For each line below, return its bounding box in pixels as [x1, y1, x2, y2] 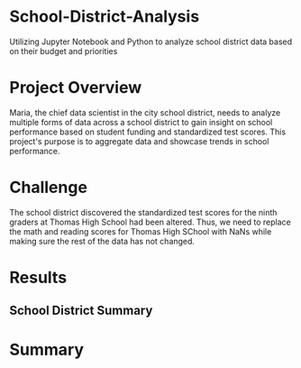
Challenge [9, 178, 88, 198]
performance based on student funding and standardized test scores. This [9, 126, 287, 137]
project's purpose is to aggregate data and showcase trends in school [9, 135, 269, 146]
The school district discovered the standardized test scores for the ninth [9, 207, 278, 217]
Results [9, 268, 68, 288]
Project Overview [9, 78, 142, 98]
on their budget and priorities [9, 45, 118, 56]
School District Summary [9, 303, 153, 318]
